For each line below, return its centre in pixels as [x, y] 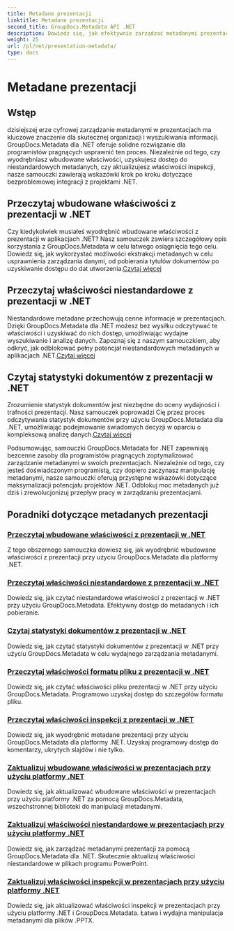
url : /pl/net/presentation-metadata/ [62, 46]
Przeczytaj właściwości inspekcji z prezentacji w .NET [101, 719]
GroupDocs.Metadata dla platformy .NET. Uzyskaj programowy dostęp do [113, 742]
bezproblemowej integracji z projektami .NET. [72, 182]
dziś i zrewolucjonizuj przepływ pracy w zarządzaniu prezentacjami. [105, 492]
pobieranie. [24, 613]
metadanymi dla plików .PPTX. [51, 921]
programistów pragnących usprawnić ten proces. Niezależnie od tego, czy [114, 152]
